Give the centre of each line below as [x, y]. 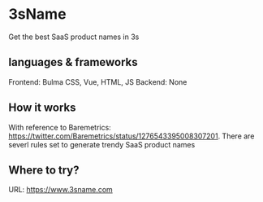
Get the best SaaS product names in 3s [74, 37]
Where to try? [44, 170]
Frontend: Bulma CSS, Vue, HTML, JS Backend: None [98, 81]
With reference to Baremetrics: [60, 127]
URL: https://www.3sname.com [61, 190]
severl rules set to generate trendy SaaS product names [102, 144]
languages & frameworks [73, 62]
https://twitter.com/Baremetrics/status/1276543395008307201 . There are [131, 136]
